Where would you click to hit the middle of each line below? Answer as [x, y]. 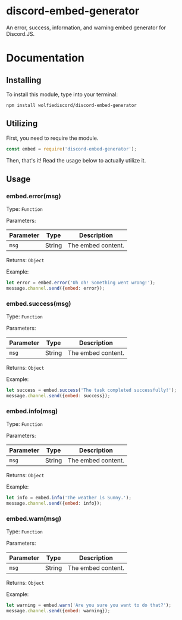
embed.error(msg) [34, 196]
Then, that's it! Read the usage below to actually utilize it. [76, 160]
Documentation [45, 58]
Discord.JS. [20, 33]
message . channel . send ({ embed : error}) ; [56, 288]
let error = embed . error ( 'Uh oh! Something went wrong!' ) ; [81, 283]
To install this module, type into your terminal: [62, 94]
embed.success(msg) [39, 303]
